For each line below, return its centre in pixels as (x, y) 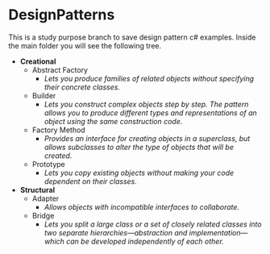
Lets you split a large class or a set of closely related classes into (153, 224)
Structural (37, 189)
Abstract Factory (60, 69)
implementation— (218, 232)
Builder (44, 95)
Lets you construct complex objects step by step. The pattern (146, 104)
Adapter (46, 198)
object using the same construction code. (113, 121)
